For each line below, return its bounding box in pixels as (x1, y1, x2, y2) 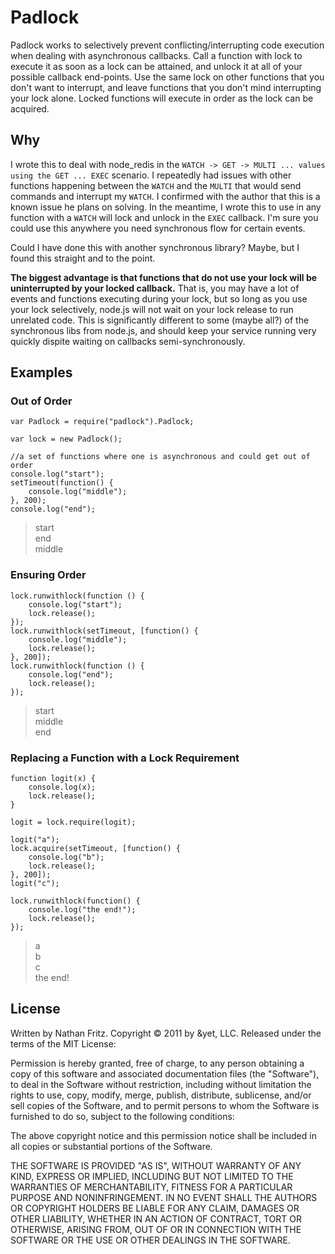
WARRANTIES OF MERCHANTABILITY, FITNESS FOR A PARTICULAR (10, 1181, 293, 1193)
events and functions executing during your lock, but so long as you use (10, 292, 308, 305)
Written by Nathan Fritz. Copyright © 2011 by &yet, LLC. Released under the (10, 1027, 322, 1039)
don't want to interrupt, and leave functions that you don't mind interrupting (10, 81, 322, 93)
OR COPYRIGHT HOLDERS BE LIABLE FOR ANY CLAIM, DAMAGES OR (10, 1202, 300, 1214)
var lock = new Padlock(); (10, 434, 123, 445)
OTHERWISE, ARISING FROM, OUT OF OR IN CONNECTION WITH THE (10, 1223, 302, 1235)
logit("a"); (10, 835, 60, 845)
